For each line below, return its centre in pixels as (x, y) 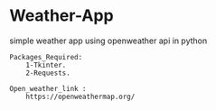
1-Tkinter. (46, 65)
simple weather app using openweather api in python (108, 41)
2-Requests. (48, 73)
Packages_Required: (46, 57)
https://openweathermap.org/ (80, 96)
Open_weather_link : (48, 88)
